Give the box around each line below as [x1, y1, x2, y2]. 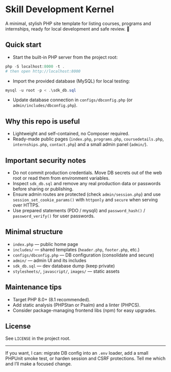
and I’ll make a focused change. [5, 361, 72, 367]
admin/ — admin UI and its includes [12, 257, 87, 263]
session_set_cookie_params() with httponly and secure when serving [12, 197, 158, 203]
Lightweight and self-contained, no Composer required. [12, 131, 130, 137]
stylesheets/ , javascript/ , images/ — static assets [12, 268, 120, 274]
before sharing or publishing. [12, 186, 74, 192]
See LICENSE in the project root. [5, 335, 71, 341]
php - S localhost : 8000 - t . [5, 64, 65, 69]
